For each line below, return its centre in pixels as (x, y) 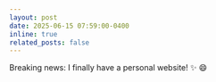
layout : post (33, 17)
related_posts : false (50, 42)
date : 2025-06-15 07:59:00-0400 (69, 26)
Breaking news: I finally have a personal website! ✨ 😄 (108, 68)
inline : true (33, 34)
